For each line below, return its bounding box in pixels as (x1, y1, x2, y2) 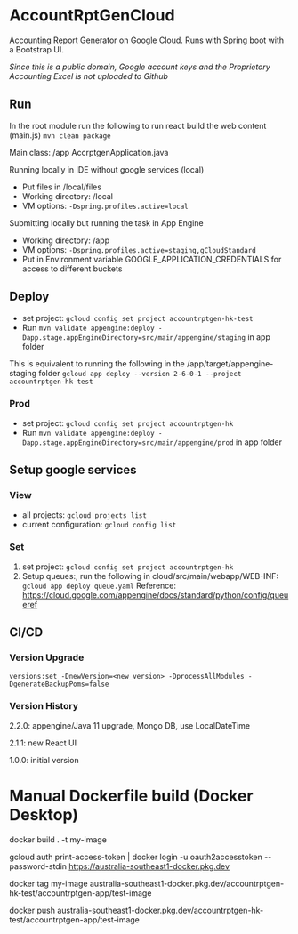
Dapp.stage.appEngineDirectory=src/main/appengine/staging (21, 333, 246, 342)
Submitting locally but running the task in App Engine (9, 217, 204, 228)
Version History (9, 700, 78, 713)
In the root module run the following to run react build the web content (9, 120, 267, 131)
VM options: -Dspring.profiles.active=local (21, 200, 189, 211)
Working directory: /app (21, 235, 110, 246)
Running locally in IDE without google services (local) (9, 164, 205, 174)
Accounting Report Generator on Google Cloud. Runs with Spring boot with (9, 35, 285, 45)
